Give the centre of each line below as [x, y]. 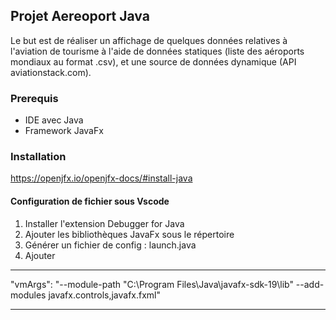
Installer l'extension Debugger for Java [104, 223]
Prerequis [34, 98]
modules [28, 295]
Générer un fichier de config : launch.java [110, 245]
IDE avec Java [54, 120]
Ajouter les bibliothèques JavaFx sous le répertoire [129, 234]
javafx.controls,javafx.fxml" [105, 295]
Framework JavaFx [64, 131]
